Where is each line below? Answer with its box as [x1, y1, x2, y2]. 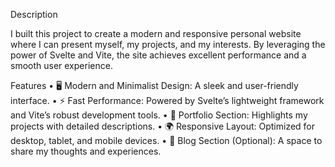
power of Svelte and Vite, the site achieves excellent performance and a [10, 49, 307, 61]
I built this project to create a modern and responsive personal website [10, 28, 302, 39]
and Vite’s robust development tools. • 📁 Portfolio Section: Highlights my [10, 109, 308, 121]
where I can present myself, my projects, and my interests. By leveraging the [10, 39, 326, 50]
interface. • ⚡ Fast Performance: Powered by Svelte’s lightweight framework [10, 95, 325, 106]
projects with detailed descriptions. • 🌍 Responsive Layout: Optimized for [10, 120, 316, 132]
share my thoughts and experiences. [10, 145, 162, 157]
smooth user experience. [10, 60, 113, 71]
